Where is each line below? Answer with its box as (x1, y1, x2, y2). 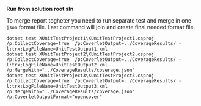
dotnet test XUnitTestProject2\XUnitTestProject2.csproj (6, 51, 155, 57)
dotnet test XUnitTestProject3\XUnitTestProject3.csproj (6, 72, 155, 79)
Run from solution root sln (6, 5, 74, 12)
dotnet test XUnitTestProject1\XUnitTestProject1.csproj (6, 35, 155, 41)
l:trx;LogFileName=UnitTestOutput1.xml (6, 46, 108, 52)
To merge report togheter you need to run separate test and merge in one (6, 17, 191, 24)
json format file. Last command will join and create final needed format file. (6, 24, 196, 30)
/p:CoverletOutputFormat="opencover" (6, 94, 103, 100)
